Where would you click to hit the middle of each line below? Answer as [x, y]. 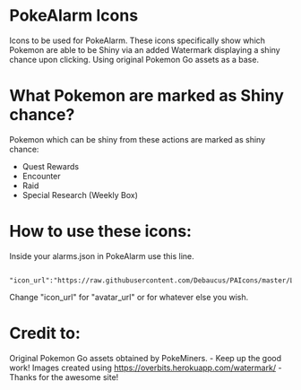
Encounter [41, 176]
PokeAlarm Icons [74, 16]
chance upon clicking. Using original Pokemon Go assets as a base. [134, 59]
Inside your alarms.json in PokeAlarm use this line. [102, 256]
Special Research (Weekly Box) [80, 195]
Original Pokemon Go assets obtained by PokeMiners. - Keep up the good [146, 358]
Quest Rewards [50, 166]
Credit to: [45, 334]
